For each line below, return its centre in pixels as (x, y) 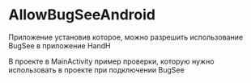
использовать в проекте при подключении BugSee (96, 69)
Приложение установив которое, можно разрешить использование (126, 37)
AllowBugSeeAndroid (82, 15)
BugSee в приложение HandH (60, 45)
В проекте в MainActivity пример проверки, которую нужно (111, 61)
